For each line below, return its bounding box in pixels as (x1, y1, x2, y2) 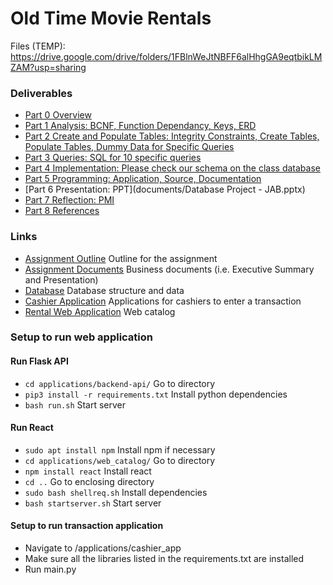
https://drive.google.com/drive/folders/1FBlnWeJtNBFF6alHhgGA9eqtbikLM (10, 50, 323, 62)
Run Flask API (10, 355, 69, 367)
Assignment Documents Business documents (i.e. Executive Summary (24, 263, 315, 275)
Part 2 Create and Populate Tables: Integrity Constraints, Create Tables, (24, 130, 320, 142)
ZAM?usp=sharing (10, 61, 87, 73)
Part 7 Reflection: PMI (24, 194, 115, 206)
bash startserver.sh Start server (24, 497, 162, 509)
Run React (10, 422, 54, 434)
